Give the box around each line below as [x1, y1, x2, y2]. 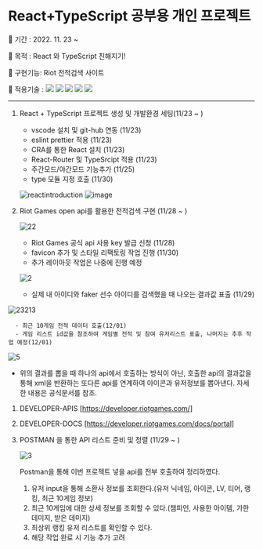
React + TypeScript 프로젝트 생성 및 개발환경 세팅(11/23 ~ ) [19, 108, 204, 118]
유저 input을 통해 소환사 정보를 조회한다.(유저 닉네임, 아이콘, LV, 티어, [31, 483, 243, 493]
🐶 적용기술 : [8, 84, 45, 94]
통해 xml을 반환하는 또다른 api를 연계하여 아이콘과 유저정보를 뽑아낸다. [19, 378, 236, 387]
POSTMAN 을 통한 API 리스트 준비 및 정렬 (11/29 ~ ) [19, 434, 180, 444]
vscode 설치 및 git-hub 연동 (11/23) [31, 125, 142, 134]
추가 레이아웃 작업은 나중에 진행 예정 [31, 257, 142, 267]
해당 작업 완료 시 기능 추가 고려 [31, 533, 125, 542]
